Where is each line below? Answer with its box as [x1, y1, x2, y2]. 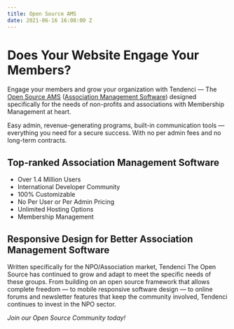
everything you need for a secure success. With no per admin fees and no [7, 129, 221, 137]
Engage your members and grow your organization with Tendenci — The [7, 85, 217, 93]
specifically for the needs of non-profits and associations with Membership [7, 100, 225, 109]
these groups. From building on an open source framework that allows [7, 278, 210, 286]
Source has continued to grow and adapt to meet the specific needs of [7, 270, 212, 278]
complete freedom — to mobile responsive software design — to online [7, 285, 213, 294]
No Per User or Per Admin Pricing [17, 198, 115, 206]
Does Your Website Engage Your [7, 47, 200, 63]
